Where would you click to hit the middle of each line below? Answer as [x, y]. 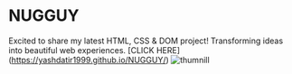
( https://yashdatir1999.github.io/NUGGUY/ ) [89, 60]
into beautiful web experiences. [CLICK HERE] [94, 50]
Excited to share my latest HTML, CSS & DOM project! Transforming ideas [146, 41]
